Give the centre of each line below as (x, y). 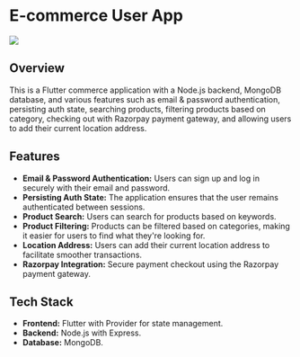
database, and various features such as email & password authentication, (145, 99)
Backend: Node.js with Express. (82, 333)
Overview (37, 68)
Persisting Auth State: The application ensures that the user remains (150, 197)
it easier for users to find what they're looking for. (114, 236)
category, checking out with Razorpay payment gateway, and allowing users (150, 119)
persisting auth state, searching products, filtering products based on (138, 109)
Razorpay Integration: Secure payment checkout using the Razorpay (150, 264)
